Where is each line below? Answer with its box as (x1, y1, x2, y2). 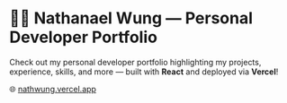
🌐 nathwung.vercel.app (9, 83, 97, 94)
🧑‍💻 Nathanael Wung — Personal (9, 8, 254, 29)
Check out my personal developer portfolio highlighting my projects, (9, 56, 262, 67)
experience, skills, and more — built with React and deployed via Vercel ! (9, 66, 279, 77)
